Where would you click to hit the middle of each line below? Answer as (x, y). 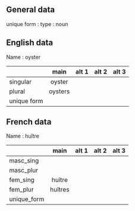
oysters (59, 91)
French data (29, 122)
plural (17, 91)
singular (20, 81)
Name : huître (23, 136)
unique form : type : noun (37, 24)
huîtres (60, 190)
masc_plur (24, 170)
